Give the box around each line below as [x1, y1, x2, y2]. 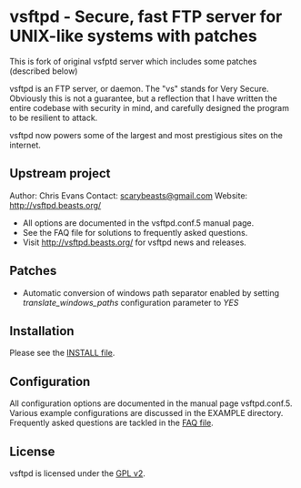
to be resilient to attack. [9, 112, 98, 123]
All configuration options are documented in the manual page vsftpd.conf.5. [9, 398, 293, 409]
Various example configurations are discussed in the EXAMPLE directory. [9, 408, 284, 419]
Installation [9, 323, 75, 339]
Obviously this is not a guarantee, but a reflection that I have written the [9, 93, 277, 104]
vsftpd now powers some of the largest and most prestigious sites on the [9, 129, 284, 140]
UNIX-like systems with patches [9, 25, 257, 46]
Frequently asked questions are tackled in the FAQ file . [9, 417, 214, 429]
